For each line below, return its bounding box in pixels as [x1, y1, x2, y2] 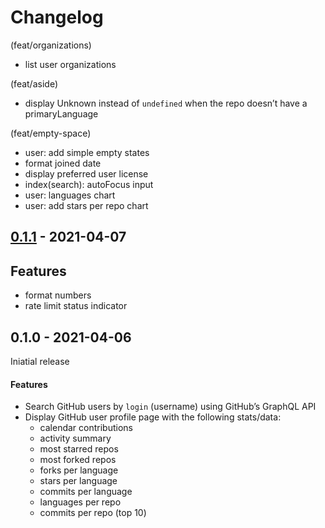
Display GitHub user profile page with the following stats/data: [24, 411, 282, 423]
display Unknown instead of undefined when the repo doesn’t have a [24, 97, 308, 109]
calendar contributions [39, 422, 133, 434]
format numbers [24, 289, 92, 301]
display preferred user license [24, 167, 149, 180]
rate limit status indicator [24, 300, 128, 312]
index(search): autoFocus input [24, 178, 154, 190]
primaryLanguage [24, 107, 99, 120]
